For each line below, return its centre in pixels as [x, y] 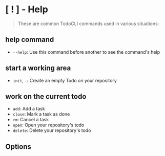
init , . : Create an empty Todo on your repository [65, 80]
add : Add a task [29, 109]
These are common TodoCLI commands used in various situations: [88, 24]
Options [18, 147]
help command [30, 40]
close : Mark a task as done [41, 114]
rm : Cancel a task [31, 120]
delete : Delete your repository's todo [52, 130]
